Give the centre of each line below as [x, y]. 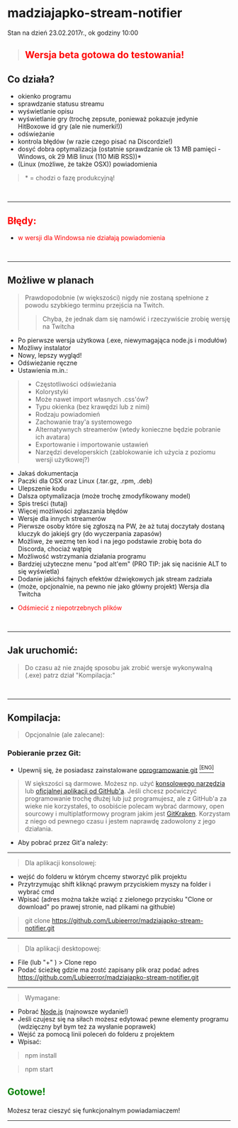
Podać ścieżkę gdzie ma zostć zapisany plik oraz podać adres [108, 970]
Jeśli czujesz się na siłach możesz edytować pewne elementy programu [123, 1019]
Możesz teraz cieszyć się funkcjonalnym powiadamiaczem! [94, 1110]
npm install [41, 1056]
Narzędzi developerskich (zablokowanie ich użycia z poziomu [125, 451]
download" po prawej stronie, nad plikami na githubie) [96, 907]
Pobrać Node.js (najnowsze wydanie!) [73, 1012]
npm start [39, 1069]
